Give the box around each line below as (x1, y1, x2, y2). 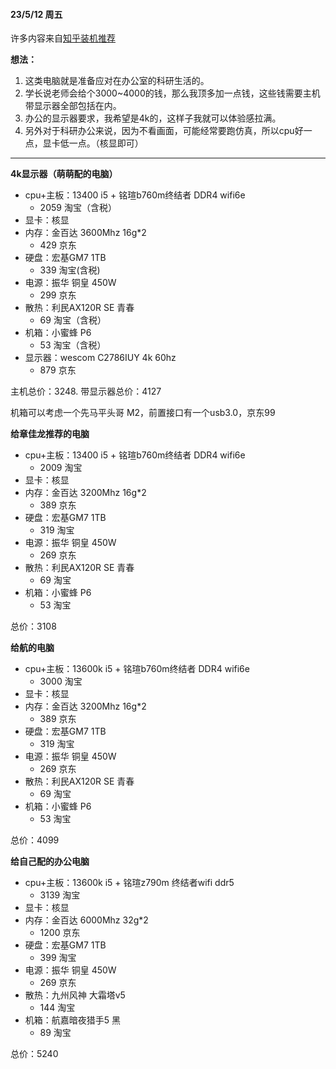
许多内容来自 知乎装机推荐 (10, 32, 116, 44)
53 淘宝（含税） (39, 339, 107, 351)
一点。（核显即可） (68, 137, 144, 149)
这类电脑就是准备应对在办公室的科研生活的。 (24, 75, 210, 87)
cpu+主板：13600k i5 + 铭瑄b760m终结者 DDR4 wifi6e (24, 663, 250, 675)
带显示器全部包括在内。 (24, 100, 122, 112)
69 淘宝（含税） (39, 314, 107, 326)
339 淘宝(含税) (39, 264, 101, 276)
